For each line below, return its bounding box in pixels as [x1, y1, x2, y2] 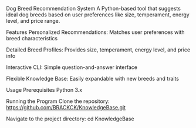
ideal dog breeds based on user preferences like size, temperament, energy [6, 11, 190, 18]
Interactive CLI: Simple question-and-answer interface [6, 64, 138, 71]
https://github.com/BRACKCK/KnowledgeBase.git [6, 104, 126, 110]
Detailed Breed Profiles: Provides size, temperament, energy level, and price [6, 46, 191, 53]
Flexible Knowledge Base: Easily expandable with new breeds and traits [6, 75, 180, 82]
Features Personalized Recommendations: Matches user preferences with [6, 29, 185, 36]
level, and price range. [6, 18, 60, 24]
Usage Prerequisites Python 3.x [6, 87, 83, 93]
